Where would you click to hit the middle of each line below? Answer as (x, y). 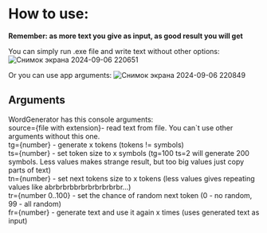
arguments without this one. (54, 136)
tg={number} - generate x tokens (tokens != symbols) (96, 145)
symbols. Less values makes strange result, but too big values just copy (126, 161)
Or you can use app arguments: (60, 75)
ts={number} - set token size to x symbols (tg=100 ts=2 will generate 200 (129, 153)
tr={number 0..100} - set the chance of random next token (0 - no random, (130, 195)
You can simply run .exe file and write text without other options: (114, 51)
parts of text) (30, 170)
